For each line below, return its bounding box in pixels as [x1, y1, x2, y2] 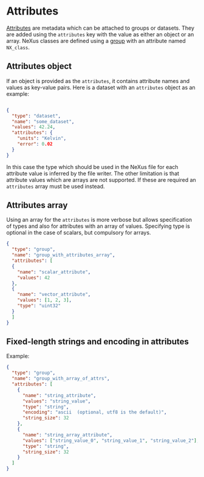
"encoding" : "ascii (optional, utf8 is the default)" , [22, 409, 167, 416]
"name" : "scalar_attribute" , [17, 269, 91, 275]
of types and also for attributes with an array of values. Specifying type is [6, 222, 190, 230]
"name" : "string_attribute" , [22, 392, 97, 398]
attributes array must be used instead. [6, 182, 105, 190]
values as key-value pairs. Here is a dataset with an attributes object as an [6, 84, 195, 91]
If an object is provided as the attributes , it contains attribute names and [6, 77, 190, 84]
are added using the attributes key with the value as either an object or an [6, 30, 194, 38]
